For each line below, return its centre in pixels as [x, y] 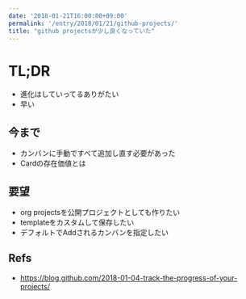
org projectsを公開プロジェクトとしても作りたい [100, 212]
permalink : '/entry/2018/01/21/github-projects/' [94, 23]
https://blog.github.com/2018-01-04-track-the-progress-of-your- [129, 278]
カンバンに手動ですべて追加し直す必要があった [98, 154]
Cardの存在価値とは [53, 163]
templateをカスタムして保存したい [77, 222]
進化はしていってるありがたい [69, 95]
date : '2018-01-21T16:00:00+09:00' [68, 16]
